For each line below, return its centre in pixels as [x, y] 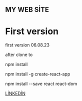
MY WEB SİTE [27, 10]
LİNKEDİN [15, 93]
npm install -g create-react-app [38, 74]
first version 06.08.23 [27, 45]
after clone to [19, 55]
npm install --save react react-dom [41, 84]
